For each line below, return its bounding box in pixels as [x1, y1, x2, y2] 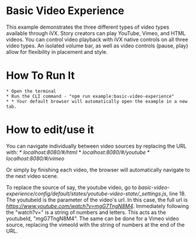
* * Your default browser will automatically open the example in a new [6, 98, 188, 104]
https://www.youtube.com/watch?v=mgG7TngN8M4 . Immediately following [6, 202, 189, 209]
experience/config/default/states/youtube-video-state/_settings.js [6, 190, 167, 197]
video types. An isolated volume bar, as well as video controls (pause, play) [6, 42, 188, 49]
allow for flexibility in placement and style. [6, 48, 108, 55]
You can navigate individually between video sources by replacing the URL [6, 142, 187, 149]
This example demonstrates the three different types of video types [6, 23, 170, 30]
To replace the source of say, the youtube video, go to [6, 183, 137, 191]
